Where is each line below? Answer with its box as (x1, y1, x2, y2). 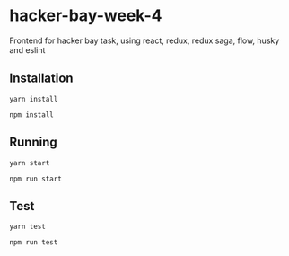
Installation (9, 71, 74, 86)
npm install (9, 110, 54, 119)
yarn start (9, 158, 50, 167)
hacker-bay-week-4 (9, 5, 162, 26)
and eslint (9, 44, 46, 55)
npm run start (9, 174, 63, 183)
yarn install (9, 94, 58, 103)
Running (9, 135, 58, 150)
